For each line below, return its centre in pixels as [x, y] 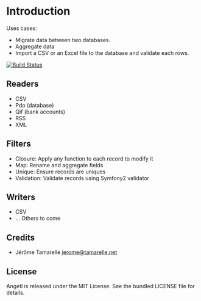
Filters [19, 144]
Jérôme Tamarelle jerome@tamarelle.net [66, 252]
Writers [21, 197]
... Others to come [38, 219]
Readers [23, 84]
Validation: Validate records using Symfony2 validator [82, 178]
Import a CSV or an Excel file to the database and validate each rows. [102, 53]
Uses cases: [22, 28]
